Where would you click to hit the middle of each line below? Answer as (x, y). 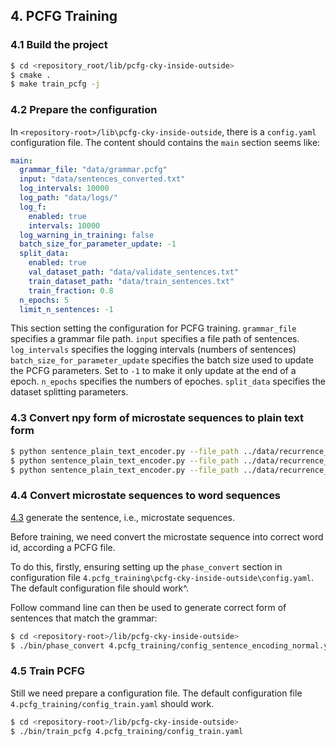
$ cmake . (31, 75)
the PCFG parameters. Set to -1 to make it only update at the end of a (153, 371)
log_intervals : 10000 (64, 189)
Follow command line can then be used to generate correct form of (148, 607)
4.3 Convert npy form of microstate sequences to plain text (157, 418)
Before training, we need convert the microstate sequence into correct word (167, 536)
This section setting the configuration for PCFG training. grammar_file (153, 328)
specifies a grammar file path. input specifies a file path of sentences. (155, 339)
